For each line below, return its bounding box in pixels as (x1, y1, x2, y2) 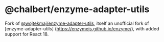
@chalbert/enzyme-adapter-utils (5, 4, 150, 15)
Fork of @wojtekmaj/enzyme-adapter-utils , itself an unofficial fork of (5, 20, 149, 26)
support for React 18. (5, 31, 49, 37)
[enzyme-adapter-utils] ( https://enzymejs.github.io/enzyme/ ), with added (5, 25, 159, 31)
